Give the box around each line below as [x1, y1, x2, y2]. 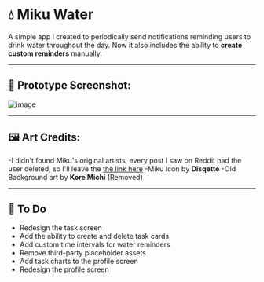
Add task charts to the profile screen [19, 257, 139, 266]
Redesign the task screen [19, 223, 102, 233]
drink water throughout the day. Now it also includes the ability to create [8, 40, 243, 49]
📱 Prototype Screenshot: [8, 79, 131, 92]
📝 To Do [8, 202, 47, 215]
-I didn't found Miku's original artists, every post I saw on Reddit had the [8, 156, 242, 165]
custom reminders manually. [8, 49, 102, 58]
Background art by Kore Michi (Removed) [8, 172, 143, 181]
